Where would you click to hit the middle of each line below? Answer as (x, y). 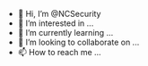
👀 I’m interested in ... (56, 23)
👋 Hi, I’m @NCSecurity (59, 14)
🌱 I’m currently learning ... (65, 33)
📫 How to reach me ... (59, 52)
